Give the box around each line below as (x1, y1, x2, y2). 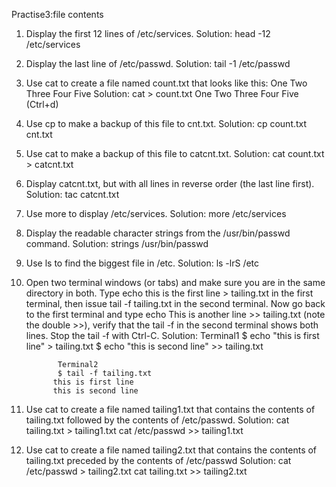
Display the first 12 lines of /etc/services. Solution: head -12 (25, 28, 271, 39)
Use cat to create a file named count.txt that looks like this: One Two (25, 77, 308, 89)
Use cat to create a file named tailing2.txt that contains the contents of (25, 444, 318, 456)
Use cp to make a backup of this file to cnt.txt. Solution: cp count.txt (25, 118, 308, 129)
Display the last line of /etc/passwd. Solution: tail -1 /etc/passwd (25, 58, 291, 69)
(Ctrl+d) (25, 99, 59, 110)
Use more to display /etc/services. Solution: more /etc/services (25, 208, 287, 219)
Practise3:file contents (11, 9, 104, 20)
